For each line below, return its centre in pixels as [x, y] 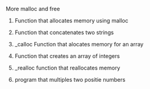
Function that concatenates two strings [64, 32]
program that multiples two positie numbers [70, 80]
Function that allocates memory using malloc [71, 20]
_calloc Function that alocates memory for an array [79, 44]
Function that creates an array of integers [67, 56]
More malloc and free [33, 9]
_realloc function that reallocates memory [67, 68]
